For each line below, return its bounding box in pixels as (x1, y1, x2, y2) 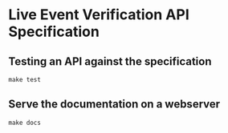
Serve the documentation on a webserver (8, 98, 221, 111)
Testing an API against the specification (8, 54, 212, 68)
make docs (8, 119, 42, 127)
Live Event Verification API (8, 6, 190, 24)
